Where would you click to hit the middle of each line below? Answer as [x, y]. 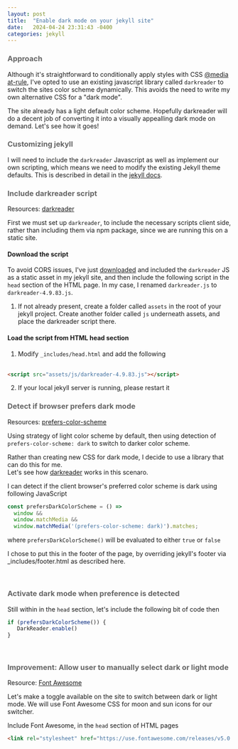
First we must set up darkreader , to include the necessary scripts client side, [119, 223]
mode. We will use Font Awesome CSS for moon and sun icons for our [110, 704]
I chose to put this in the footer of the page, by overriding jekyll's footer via [117, 554]
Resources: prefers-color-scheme [57, 421]
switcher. [21, 712]
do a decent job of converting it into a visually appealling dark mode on [111, 118]
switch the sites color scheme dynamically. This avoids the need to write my [119, 89]
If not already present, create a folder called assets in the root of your [119, 306]
